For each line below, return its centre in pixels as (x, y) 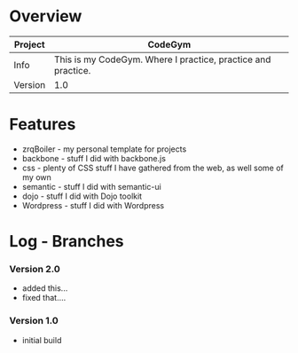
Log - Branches (67, 242)
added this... (45, 288)
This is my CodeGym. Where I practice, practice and (162, 59)
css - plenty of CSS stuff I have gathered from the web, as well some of (153, 168)
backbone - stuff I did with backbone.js (94, 158)
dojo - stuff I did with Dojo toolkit (82, 196)
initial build (42, 340)
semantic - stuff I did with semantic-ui (91, 186)
